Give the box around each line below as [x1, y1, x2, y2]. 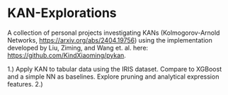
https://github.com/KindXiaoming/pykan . [7, 51, 126, 60]
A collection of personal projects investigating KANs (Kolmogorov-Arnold [7, 28, 220, 37]
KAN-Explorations [7, 5, 117, 21]
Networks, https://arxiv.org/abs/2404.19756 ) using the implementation [7, 35, 212, 44]
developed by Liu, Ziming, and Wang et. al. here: [7, 43, 149, 52]
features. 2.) [7, 79, 44, 88]
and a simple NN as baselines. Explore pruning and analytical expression [7, 72, 220, 81]
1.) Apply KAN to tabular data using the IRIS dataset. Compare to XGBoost [7, 65, 222, 73]
